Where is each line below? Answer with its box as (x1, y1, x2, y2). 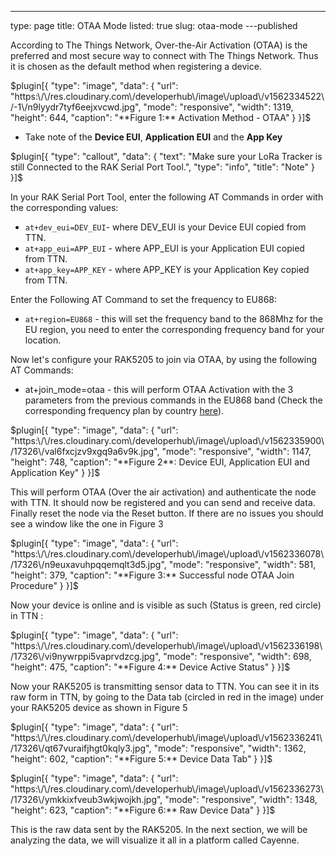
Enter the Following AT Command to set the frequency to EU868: (10, 294, 278, 305)
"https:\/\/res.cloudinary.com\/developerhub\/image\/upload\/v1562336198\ (10, 640, 323, 651)
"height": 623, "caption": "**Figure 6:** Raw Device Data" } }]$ (10, 804, 276, 816)
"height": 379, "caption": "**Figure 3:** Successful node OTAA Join (10, 569, 295, 581)
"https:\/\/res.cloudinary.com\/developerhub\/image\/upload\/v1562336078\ (10, 548, 325, 560)
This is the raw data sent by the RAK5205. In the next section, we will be (10, 824, 308, 835)
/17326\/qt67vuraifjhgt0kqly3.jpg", (10, 742, 152, 754)
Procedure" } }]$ (10, 580, 79, 591)
